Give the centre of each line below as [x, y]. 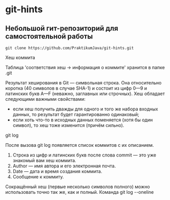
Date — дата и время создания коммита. [57, 171]
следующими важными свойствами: [46, 99]
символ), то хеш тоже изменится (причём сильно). [68, 125]
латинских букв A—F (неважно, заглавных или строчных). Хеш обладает [85, 94]
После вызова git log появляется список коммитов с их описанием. [80, 145]
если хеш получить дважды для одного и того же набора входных [85, 109]
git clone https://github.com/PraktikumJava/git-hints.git [70, 48]
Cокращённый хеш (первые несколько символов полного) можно [78, 187]
